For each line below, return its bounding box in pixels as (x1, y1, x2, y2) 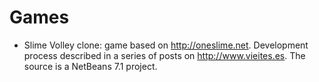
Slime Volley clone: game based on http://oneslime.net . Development (23, 39, 309, 51)
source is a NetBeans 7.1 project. (23, 60, 158, 72)
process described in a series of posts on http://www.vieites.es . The (23, 49, 306, 61)
